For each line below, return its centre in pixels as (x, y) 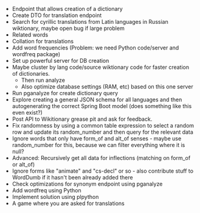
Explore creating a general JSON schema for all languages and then (97, 99)
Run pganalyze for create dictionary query (65, 93)
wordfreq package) (36, 54)
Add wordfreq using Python (47, 190)
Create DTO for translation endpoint (57, 15)
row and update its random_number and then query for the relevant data (102, 132)
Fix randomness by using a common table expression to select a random (103, 125)
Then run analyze (43, 80)
